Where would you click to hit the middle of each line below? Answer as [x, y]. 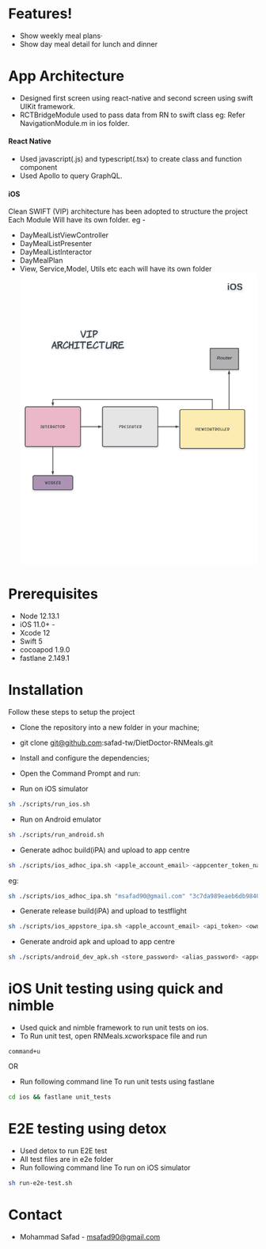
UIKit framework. [47, 106]
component [38, 168]
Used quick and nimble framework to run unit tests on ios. [114, 1028]
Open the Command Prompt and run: [80, 773]
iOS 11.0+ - [37, 624]
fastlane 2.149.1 [44, 658]
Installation [46, 690]
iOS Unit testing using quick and [116, 989]
